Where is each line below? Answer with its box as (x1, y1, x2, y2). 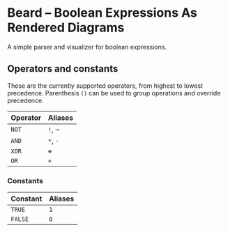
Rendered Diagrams (7, 20, 125, 36)
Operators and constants (7, 63, 119, 75)
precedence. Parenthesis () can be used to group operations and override (7, 88, 221, 97)
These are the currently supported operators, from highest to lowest (7, 82, 204, 90)
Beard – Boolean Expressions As (7, 5, 197, 21)
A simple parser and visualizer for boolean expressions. (7, 42, 167, 51)
